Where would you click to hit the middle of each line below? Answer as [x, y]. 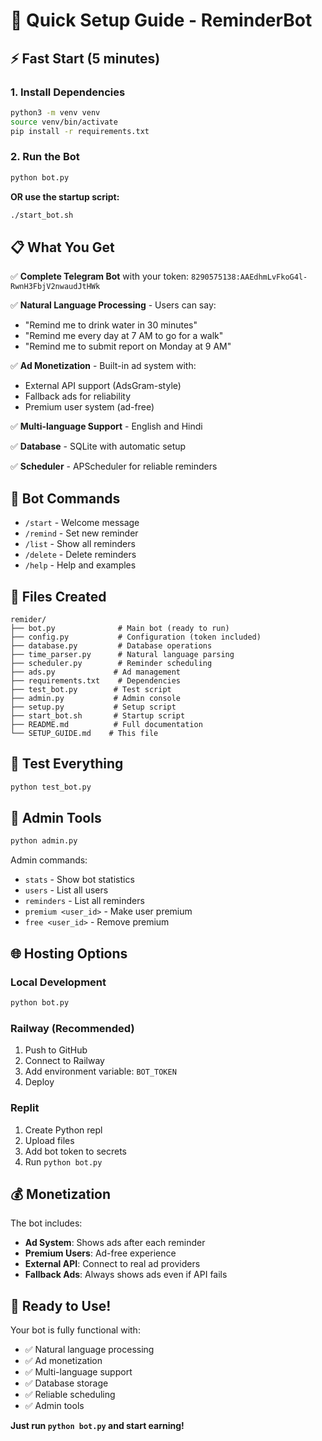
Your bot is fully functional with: [75, 1330]
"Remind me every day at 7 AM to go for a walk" [124, 336]
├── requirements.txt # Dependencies [96, 680]
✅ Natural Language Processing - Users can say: [113, 305]
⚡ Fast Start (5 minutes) [85, 58]
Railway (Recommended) [72, 1028]
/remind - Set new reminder [81, 533]
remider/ [28, 619]
